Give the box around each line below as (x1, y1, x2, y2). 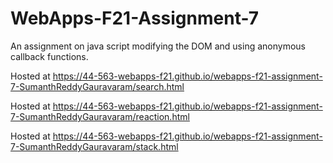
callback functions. (10, 50, 89, 62)
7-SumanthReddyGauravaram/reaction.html (10, 110, 190, 122)
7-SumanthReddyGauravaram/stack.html (10, 140, 179, 152)
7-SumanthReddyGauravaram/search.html (10, 80, 185, 92)
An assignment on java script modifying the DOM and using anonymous (10, 40, 306, 52)
